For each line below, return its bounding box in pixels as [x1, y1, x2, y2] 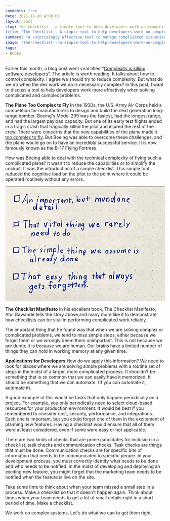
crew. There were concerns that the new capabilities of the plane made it [5, 129, 158, 135]
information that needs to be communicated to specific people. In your [5, 453, 152, 459]
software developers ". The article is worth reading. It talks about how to [5, 71, 154, 77]
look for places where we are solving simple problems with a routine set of [5, 363, 161, 369]
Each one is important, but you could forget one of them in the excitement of [5, 416, 165, 422]
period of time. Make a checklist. [5, 500, 73, 506]
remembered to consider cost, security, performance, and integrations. [5, 411, 153, 417]
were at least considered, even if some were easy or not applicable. [5, 427, 147, 433]
